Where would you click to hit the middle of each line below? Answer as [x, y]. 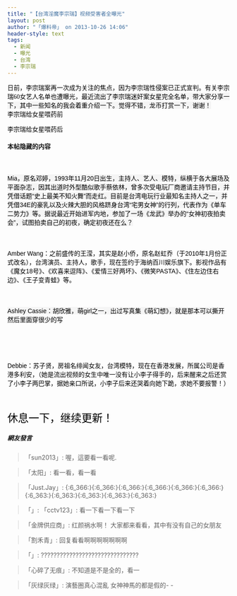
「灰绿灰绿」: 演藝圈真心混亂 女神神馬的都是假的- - [99, 585]
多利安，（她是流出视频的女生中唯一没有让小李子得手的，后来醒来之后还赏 [120, 374]
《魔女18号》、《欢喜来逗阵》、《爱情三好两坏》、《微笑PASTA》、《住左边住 [110, 271]
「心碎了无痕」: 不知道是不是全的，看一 [82, 570]
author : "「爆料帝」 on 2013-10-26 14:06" [68, 27]
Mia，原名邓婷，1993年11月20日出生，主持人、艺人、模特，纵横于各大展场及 [119, 178]
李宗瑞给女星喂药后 [35, 129]
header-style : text [36, 34]
